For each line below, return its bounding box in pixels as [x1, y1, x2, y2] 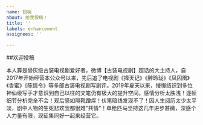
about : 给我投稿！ [6, 14, 48, 21]
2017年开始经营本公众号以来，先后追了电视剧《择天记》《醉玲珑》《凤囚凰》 [6, 74, 190, 82]
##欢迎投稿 [6, 54, 34, 61]
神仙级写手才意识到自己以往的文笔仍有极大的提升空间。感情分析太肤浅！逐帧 [6, 89, 197, 97]
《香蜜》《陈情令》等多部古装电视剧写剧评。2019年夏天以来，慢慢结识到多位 [6, 82, 193, 89]
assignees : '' [6, 31, 42, 37]
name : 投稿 [6, 8, 32, 15]
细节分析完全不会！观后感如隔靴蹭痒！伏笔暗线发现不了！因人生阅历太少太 [6, 97, 192, 104]
